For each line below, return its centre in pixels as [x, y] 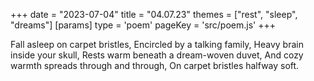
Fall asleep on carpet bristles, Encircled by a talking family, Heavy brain [157, 44]
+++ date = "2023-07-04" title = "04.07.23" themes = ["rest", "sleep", [154, 14]
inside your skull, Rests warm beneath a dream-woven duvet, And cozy [157, 55]
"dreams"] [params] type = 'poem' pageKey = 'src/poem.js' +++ [143, 25]
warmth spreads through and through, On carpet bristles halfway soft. [155, 65]
